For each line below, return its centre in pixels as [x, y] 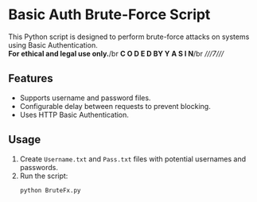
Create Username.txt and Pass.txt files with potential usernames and [133, 159]
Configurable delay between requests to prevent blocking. [115, 106]
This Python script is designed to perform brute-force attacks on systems [129, 37]
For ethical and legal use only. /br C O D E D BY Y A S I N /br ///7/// [116, 53]
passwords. [39, 167]
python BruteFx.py [50, 190]
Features [31, 78]
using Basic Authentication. [53, 45]
